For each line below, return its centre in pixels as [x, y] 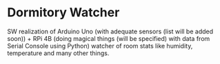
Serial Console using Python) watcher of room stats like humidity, [100, 46]
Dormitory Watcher [63, 13]
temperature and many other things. [58, 53]
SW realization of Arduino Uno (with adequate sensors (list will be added [110, 31]
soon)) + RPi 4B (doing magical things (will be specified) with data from [109, 38]
